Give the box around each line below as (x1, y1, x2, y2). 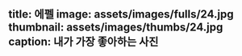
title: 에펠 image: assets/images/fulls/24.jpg (8, 7, 234, 22)
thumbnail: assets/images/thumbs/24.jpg (8, 21, 223, 34)
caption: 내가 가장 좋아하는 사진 (8, 35, 159, 49)
